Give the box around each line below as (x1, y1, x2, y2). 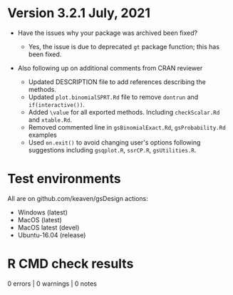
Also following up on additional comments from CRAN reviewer (17, 63, 203, 72)
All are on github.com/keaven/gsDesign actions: (7, 194, 148, 202)
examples (28, 130, 57, 139)
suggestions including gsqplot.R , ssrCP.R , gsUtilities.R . (28, 145, 197, 154)
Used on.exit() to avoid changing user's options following (28, 138, 201, 147)
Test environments (7, 171, 121, 187)
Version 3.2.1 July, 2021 (7, 5, 151, 21)
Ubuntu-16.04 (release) (17, 230, 86, 239)
